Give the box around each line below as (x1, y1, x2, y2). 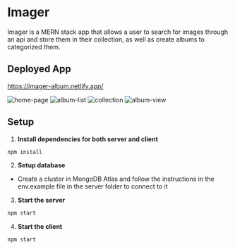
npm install (7, 148, 42, 155)
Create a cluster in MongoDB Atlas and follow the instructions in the (17, 174, 215, 184)
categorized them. (7, 42, 61, 51)
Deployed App (7, 63, 72, 75)
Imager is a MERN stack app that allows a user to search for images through (7, 28, 228, 36)
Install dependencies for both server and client (17, 135, 159, 143)
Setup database (17, 161, 66, 169)
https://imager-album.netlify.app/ (7, 82, 104, 90)
